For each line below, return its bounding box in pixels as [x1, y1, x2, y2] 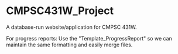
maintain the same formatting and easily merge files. [6, 41, 133, 48]
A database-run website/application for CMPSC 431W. [6, 23, 137, 31]
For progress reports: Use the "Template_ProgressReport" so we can [6, 35, 173, 42]
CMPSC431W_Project [6, 4, 114, 18]
